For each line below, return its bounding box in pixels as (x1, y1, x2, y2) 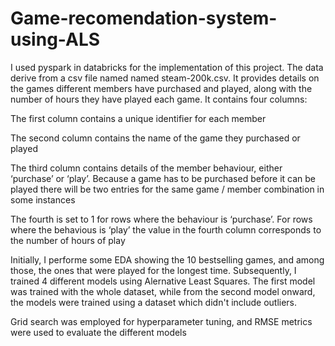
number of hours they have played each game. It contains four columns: (10, 93, 308, 105)
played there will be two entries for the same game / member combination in (10, 183, 325, 195)
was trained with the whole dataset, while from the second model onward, (10, 285, 316, 297)
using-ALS (10, 28, 101, 51)
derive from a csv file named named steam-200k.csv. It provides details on (10, 72, 320, 84)
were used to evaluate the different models (10, 326, 187, 338)
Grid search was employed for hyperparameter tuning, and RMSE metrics (10, 315, 313, 327)
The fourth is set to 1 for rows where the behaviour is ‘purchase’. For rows (10, 213, 313, 225)
